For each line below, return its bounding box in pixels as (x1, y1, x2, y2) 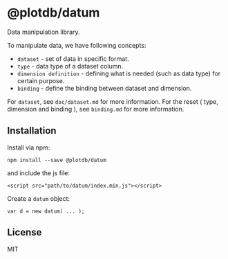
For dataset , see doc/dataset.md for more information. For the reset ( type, (7, 97, 219, 105)
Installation (7, 125, 57, 136)
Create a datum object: (7, 194, 70, 202)
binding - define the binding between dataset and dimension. (17, 84, 192, 92)
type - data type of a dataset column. (17, 62, 123, 70)
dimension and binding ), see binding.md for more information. (7, 105, 184, 113)
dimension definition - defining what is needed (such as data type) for (17, 69, 221, 78)
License (7, 226, 42, 238)
